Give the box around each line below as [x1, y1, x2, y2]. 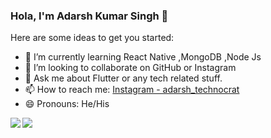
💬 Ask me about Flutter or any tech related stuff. [24, 72, 223, 84]
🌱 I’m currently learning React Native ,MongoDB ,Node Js [24, 51, 262, 63]
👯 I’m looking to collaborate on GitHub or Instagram [24, 62, 237, 74]
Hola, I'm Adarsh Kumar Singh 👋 [10, 9, 169, 23]
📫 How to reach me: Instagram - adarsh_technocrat [24, 84, 240, 96]
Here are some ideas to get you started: [10, 32, 175, 44]
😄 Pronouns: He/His [24, 98, 110, 110]
